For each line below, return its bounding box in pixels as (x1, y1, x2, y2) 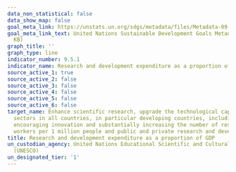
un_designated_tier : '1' (7, 154, 80, 161)
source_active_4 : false (7, 88, 77, 95)
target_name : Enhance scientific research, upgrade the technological (7, 108, 218, 115)
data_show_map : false (7, 17, 71, 24)
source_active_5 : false (7, 95, 77, 102)
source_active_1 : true (7, 69, 74, 76)
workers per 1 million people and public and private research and (13, 128, 216, 135)
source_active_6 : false (7, 102, 77, 109)
